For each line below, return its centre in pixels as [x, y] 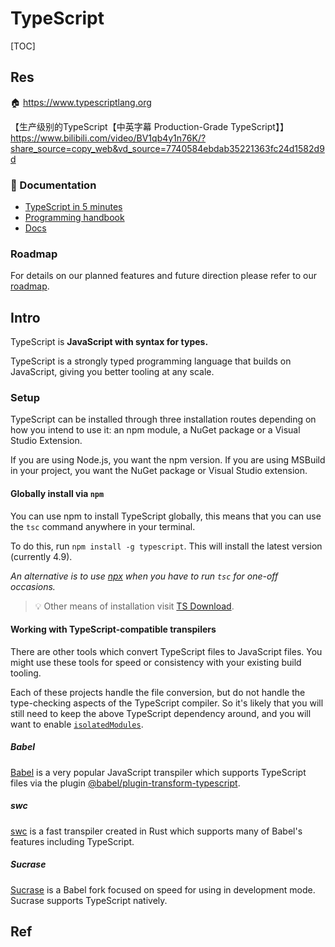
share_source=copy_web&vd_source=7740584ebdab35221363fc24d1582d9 [167, 148]
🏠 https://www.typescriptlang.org [81, 102]
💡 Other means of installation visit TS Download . [134, 606]
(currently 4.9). [41, 556]
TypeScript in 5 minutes [73, 207]
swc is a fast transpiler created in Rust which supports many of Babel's [156, 831]
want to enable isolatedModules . [77, 724]
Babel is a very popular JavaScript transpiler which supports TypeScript [158, 772]
